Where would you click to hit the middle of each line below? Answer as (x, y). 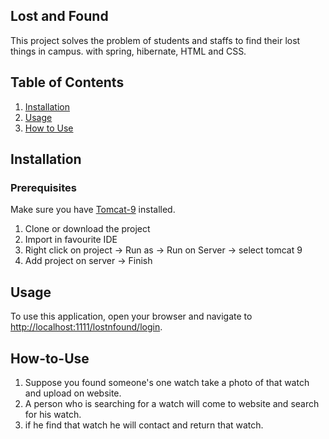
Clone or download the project (87, 229)
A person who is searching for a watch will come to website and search (172, 403)
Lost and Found (59, 16)
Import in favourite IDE (71, 240)
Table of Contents (67, 82)
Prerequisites (43, 187)
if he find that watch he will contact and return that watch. (144, 425)
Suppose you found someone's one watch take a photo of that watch (167, 382)
